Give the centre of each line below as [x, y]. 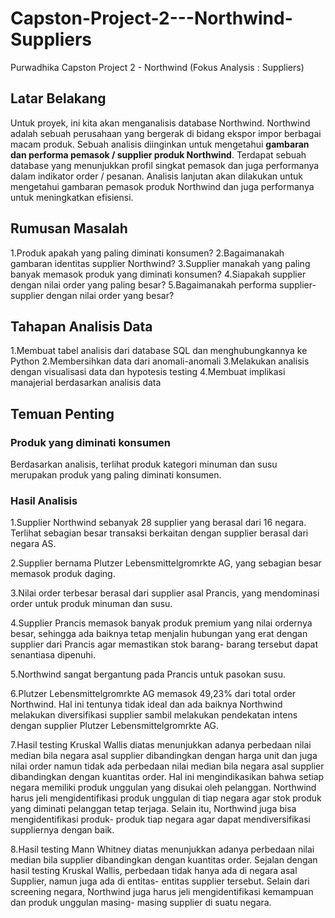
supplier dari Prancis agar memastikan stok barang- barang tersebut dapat [164, 644]
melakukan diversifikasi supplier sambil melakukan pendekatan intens [154, 715]
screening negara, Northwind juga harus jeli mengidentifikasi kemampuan [162, 892]
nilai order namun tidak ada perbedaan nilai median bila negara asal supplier [167, 766]
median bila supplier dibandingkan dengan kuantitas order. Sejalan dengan [164, 860]
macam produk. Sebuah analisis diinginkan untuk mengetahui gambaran [160, 144]
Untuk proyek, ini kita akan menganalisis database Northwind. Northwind [160, 123]
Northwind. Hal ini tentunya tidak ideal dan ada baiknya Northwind [146, 704]
